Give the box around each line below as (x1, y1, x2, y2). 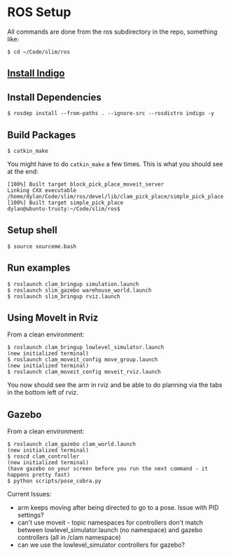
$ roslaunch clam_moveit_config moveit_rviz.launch (7, 369, 161, 376)
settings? (17, 511, 44, 520)
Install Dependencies (7, 91, 101, 103)
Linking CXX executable (7, 187, 77, 194)
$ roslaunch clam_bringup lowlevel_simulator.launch (7, 344, 164, 351)
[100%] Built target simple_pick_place (7, 199, 124, 206)
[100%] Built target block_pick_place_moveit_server (7, 180, 164, 188)
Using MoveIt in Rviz (7, 311, 99, 323)
